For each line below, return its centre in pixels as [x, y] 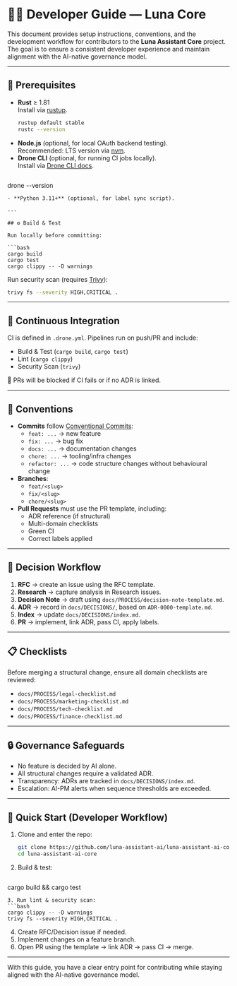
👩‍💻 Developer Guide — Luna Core [107, 14]
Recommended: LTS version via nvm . [71, 150]
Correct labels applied [60, 539]
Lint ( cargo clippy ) [45, 359]
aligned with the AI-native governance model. [73, 975]
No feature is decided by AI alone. [67, 766]
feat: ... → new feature [64, 433]
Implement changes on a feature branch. [77, 939]
